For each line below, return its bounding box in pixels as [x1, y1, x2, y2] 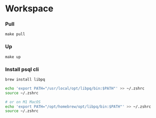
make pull [5, 32, 26, 37]
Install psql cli [5, 66, 39, 73]
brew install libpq [5, 77, 45, 82]
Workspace [5, 3, 53, 14]
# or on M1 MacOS [5, 99, 41, 104]
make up [5, 54, 21, 59]
